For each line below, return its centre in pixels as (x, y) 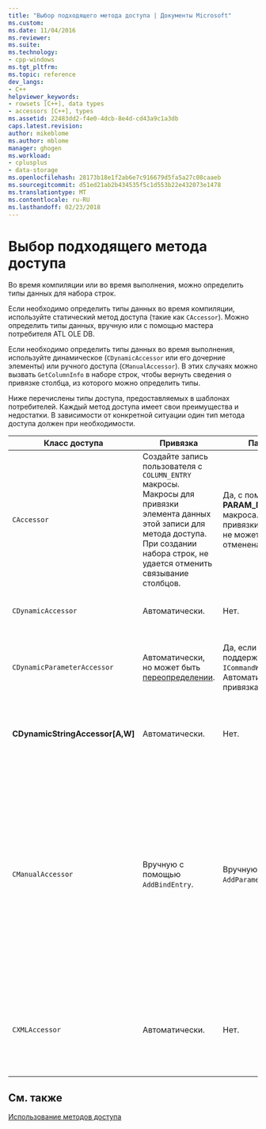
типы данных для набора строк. (62, 293)
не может (241, 535)
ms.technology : (33, 52)
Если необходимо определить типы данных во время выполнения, (122, 349)
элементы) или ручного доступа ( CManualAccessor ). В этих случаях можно (133, 366)
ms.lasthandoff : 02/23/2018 (55, 207)
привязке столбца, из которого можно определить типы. (104, 383)
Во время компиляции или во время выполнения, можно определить (126, 285)
